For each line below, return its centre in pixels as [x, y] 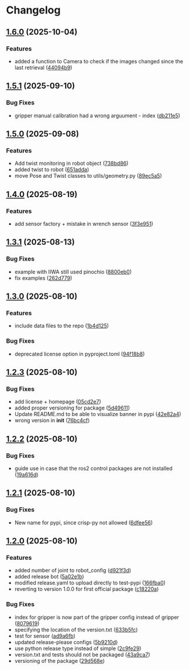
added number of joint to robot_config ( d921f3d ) [73, 570]
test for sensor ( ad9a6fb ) [45, 636]
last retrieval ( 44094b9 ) [43, 67]
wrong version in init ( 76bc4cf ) [52, 421]
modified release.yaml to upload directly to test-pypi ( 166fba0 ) [90, 583]
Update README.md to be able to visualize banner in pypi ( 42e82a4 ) [98, 414]
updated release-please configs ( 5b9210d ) [66, 642]
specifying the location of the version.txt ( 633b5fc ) [76, 630]
